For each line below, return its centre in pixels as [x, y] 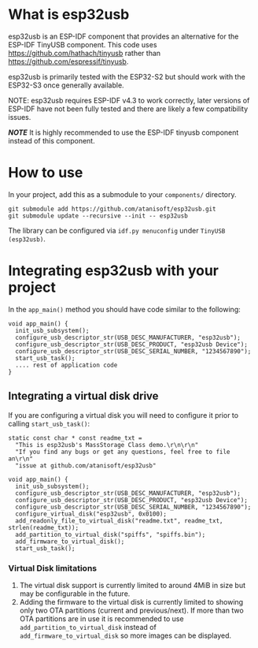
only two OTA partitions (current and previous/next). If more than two [131, 610]
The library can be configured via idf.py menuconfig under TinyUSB [117, 230]
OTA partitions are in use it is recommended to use [101, 618]
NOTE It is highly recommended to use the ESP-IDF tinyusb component [123, 132]
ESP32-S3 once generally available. [66, 85]
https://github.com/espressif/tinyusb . [68, 61]
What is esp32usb [69, 15]
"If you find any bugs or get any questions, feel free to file [123, 452]
